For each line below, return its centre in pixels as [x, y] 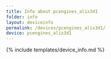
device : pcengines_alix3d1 [39, 33]
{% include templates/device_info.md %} [56, 50]
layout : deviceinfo [30, 22]
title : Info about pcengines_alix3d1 [52, 11]
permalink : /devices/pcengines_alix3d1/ [56, 28]
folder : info [22, 17]
